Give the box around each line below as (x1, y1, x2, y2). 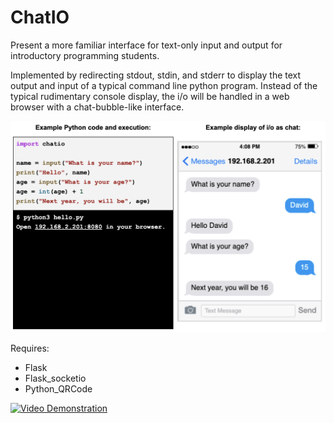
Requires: (10, 342, 50, 355)
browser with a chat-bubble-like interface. (10, 101, 185, 113)
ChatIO (10, 6, 70, 29)
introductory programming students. (10, 49, 160, 61)
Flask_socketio (24, 372, 87, 385)
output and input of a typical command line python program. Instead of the (10, 79, 318, 91)
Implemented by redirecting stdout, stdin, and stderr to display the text (10, 69, 302, 81)
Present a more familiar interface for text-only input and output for (10, 39, 283, 51)
